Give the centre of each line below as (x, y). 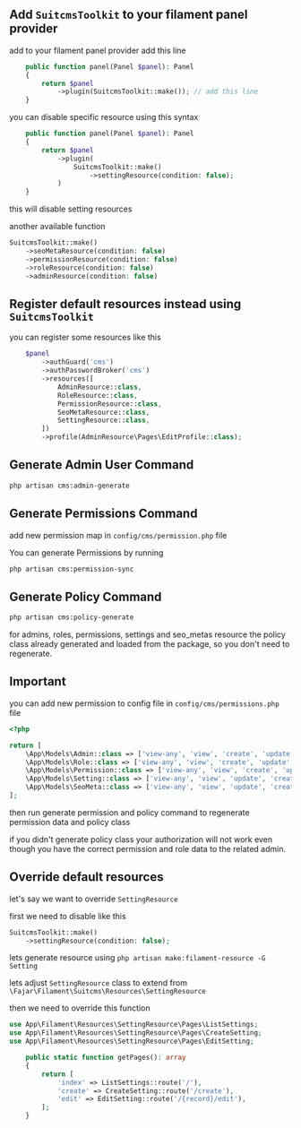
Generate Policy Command (86, 596)
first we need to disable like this (68, 916)
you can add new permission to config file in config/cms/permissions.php (144, 703)
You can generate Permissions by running (86, 552)
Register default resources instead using (125, 304)
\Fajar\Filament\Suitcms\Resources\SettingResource (107, 992)
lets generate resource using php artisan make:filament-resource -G (138, 958)
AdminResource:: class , (99, 387)
